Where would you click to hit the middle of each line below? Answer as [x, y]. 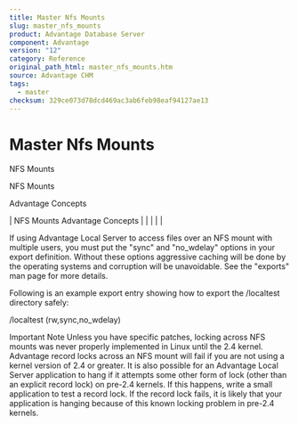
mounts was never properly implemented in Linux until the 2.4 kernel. [137, 347]
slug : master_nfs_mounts [55, 26]
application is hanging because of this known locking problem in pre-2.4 [142, 404]
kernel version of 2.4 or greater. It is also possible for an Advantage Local [144, 365]
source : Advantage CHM [51, 76]
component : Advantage [49, 42]
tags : [19, 84]
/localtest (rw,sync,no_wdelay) [65, 320]
